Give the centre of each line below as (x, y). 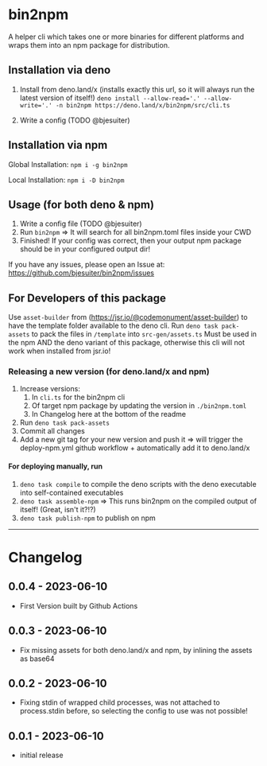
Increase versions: (50, 389)
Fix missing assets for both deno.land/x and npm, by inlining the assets (136, 650)
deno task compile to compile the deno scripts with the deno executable (138, 484)
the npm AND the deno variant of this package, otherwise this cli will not (126, 343)
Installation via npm (58, 145)
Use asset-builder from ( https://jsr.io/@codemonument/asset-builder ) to (128, 317)
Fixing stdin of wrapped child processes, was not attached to (120, 702)
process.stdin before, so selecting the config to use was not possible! (133, 711)
